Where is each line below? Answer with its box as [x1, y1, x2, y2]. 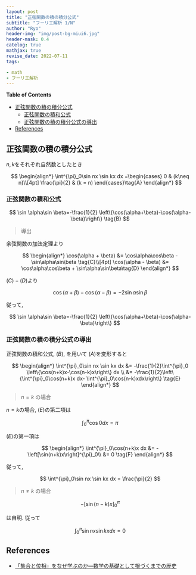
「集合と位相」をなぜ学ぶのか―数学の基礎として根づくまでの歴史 [14, 562, 177, 569]
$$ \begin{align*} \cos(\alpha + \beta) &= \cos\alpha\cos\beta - [22, 252, 178, 259]
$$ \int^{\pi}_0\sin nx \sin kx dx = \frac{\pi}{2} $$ [39, 475, 161, 483]
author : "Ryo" [6, 25, 42, 32]
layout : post [6, 8, 39, 15]
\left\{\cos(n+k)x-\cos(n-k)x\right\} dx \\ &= [26, 368, 133, 375]
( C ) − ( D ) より [6, 277, 38, 284]
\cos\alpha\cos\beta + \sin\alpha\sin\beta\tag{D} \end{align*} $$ [21, 265, 179, 272]
